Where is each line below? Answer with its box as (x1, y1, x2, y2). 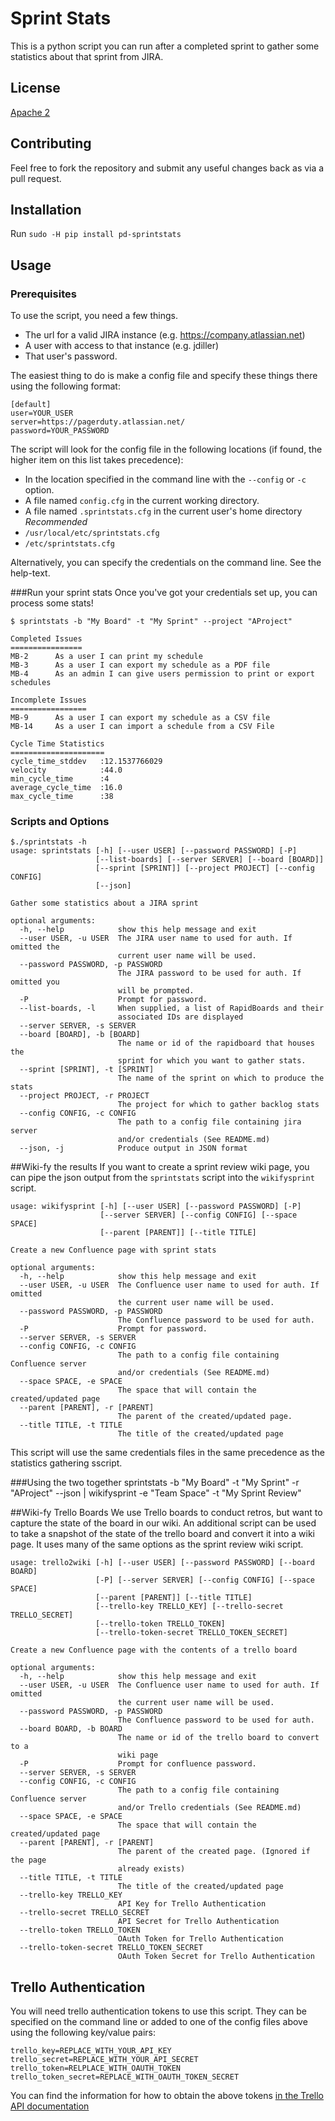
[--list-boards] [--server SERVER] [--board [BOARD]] (95, 855, 325, 865)
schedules (10, 678, 52, 688)
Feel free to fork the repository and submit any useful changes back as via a (10, 162, 325, 174)
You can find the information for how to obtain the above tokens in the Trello (10, 2090, 324, 2102)
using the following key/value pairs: (10, 2027, 157, 2039)
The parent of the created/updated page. (117, 1412, 293, 1422)
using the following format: (10, 380, 121, 392)
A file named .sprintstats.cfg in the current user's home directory (24, 505, 303, 517)
